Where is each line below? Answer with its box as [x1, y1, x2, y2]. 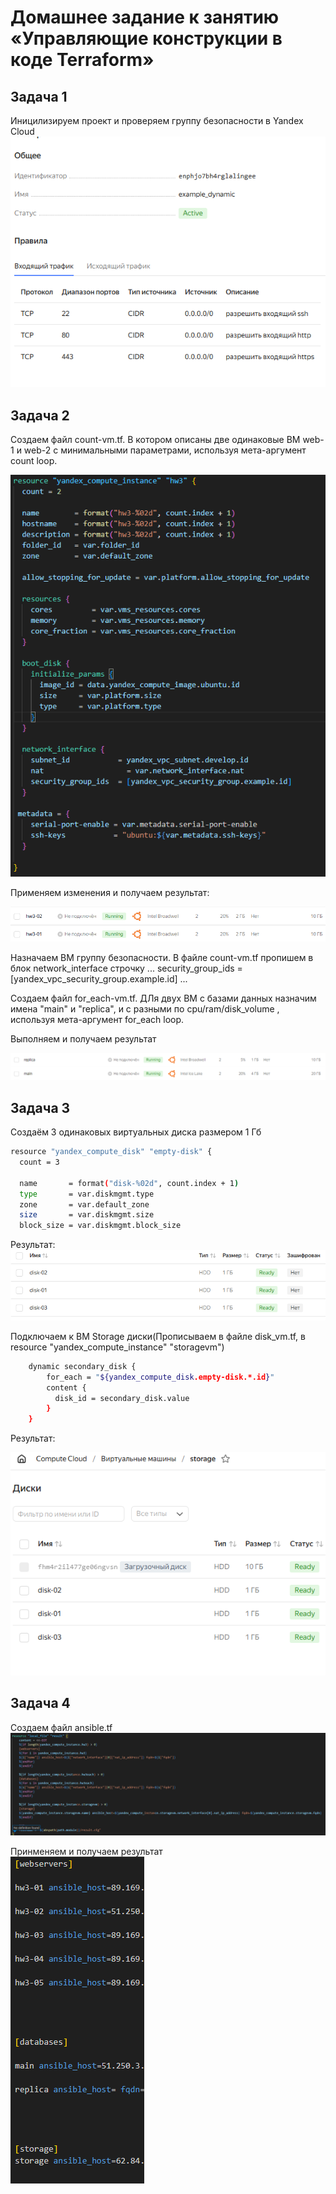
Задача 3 [10, 1099, 71, 1116]
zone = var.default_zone [19, 1199, 150, 1210]
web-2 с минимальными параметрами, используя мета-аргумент [23, 444, 307, 456]
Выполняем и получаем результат [10, 1032, 157, 1045]
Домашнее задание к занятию [10, 6, 280, 29]
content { [46, 1382, 87, 1393]
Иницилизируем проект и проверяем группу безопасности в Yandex [10, 115, 304, 126]
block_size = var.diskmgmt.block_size [19, 1221, 182, 1231]
